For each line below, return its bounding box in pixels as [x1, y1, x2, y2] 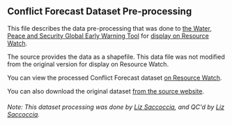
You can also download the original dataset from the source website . [7, 87, 204, 95]
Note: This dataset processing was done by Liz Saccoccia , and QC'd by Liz [7, 103, 225, 111]
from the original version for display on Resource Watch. [7, 59, 169, 68]
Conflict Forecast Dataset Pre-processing [7, 6, 192, 17]
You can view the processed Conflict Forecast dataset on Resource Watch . [7, 73, 222, 82]
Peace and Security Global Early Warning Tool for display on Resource [7, 31, 209, 40]
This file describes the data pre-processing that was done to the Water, [7, 24, 212, 32]
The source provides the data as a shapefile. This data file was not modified [7, 52, 225, 61]
